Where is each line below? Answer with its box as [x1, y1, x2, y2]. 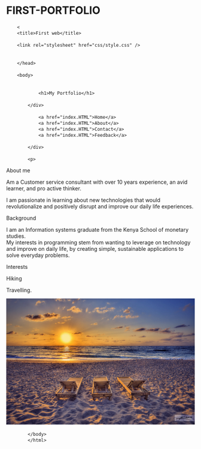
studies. [6, 232, 26, 240]
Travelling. [6, 286, 32, 294]
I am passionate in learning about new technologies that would [6, 196, 160, 203]
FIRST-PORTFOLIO [6, 4, 100, 17]
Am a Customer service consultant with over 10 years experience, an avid [6, 178, 188, 185]
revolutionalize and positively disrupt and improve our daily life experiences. [6, 202, 194, 210]
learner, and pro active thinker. [6, 184, 82, 192]
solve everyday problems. [6, 252, 70, 259]
